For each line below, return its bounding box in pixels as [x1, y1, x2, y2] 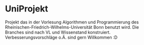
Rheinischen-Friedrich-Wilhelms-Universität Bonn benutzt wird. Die [5, 24, 139, 30]
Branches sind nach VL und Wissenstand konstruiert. [5, 29, 111, 35]
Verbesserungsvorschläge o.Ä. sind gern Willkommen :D [5, 34, 117, 40]
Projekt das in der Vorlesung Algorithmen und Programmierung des [5, 19, 139, 25]
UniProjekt [5, 3, 48, 14]
